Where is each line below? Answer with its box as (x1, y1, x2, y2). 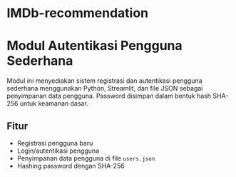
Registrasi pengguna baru (16, 138, 93, 147)
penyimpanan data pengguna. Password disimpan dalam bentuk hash (6, 91, 212, 101)
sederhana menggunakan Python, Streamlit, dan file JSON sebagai (6, 84, 203, 93)
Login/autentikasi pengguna (16, 146, 100, 155)
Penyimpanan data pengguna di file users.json (16, 153, 155, 162)
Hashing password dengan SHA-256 (16, 161, 125, 170)
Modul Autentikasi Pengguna (6, 38, 183, 54)
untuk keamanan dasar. (19, 99, 88, 108)
